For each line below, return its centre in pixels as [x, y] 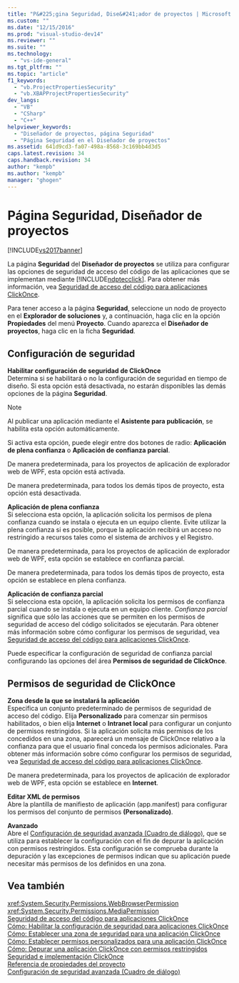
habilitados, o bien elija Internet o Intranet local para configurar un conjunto [119, 724]
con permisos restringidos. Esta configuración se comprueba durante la [113, 849]
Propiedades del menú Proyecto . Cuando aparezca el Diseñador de [108, 324]
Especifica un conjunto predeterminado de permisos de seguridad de [110, 709]
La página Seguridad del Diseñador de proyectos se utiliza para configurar [118, 264]
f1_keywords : [27, 80]
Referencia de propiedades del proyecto [67, 964]
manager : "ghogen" [35, 180]
